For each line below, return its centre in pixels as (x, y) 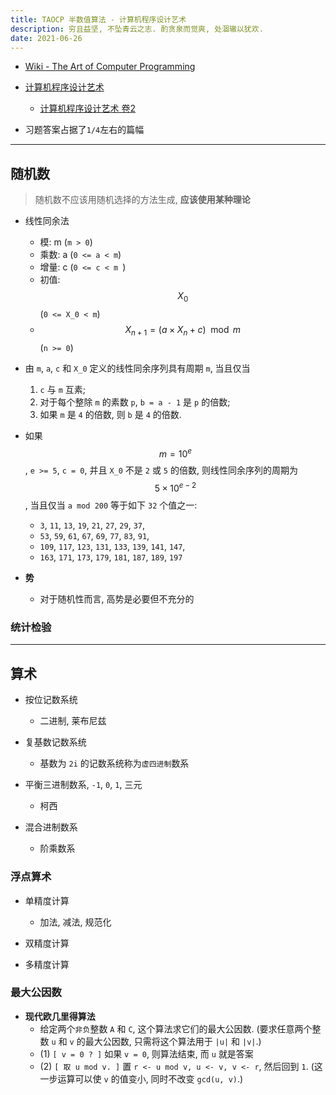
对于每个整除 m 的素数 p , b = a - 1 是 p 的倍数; (135, 402)
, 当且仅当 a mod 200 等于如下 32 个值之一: (111, 505)
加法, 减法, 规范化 (75, 922)
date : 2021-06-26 (46, 38)
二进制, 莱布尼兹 (73, 721)
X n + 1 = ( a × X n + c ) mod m (183, 330)
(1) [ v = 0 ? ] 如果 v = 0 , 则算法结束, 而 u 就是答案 (146, 1053)
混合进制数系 (51, 827)
